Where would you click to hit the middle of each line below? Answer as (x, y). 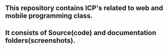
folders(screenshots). (40, 40)
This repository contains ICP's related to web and (84, 8)
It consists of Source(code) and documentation (81, 32)
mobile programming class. (49, 16)
